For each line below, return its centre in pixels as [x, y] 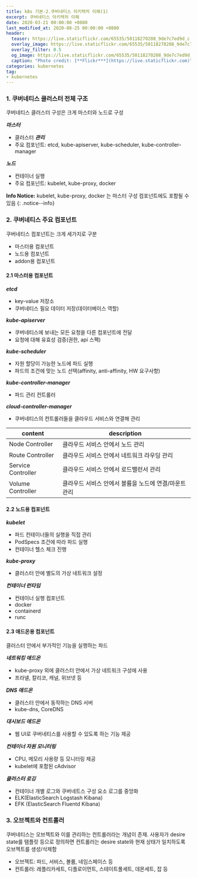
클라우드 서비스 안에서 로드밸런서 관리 [112, 469]
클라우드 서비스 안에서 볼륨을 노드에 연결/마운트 [124, 483]
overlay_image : [30, 45]
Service [20, 465]
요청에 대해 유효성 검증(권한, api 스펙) [57, 339]
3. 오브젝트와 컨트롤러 [35, 820]
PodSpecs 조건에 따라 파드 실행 [51, 542]
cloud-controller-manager [39, 406]
